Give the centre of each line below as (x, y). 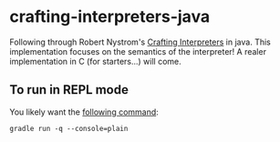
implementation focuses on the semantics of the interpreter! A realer (138, 51)
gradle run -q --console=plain (69, 128)
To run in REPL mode (69, 90)
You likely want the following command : (84, 112)
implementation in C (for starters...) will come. (96, 61)
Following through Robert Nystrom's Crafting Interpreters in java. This (140, 42)
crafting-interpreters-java (110, 17)
